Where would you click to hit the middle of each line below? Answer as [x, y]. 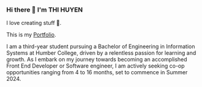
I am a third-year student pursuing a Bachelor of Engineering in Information [101, 47]
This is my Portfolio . [31, 35]
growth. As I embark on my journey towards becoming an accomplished [97, 60]
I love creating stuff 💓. [34, 23]
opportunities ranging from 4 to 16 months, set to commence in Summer [97, 72]
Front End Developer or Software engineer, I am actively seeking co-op [96, 66]
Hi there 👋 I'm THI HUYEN [45, 10]
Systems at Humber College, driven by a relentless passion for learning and [101, 53]
